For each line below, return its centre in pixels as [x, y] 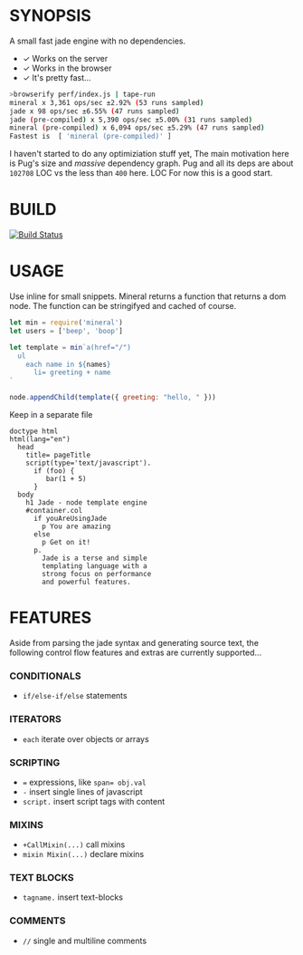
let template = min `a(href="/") [70, 347]
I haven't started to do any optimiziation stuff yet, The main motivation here [149, 154]
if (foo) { [54, 471]
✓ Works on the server [65, 58]
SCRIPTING [35, 762]
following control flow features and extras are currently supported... [136, 652]
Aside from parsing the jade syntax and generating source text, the [134, 643]
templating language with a [95, 566]
